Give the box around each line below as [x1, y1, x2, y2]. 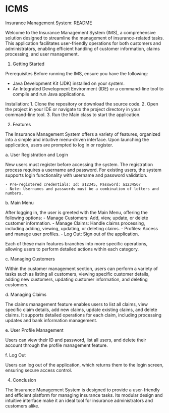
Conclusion [12, 377, 36, 383]
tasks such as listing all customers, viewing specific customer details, [5, 271, 150, 277]
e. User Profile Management [5, 327, 64, 333]
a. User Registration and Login [5, 151, 68, 158]
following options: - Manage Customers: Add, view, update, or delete [5, 215, 148, 221]
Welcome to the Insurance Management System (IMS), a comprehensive [5, 29, 156, 35]
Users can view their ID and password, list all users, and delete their [5, 337, 146, 343]
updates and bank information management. [5, 317, 97, 323]
